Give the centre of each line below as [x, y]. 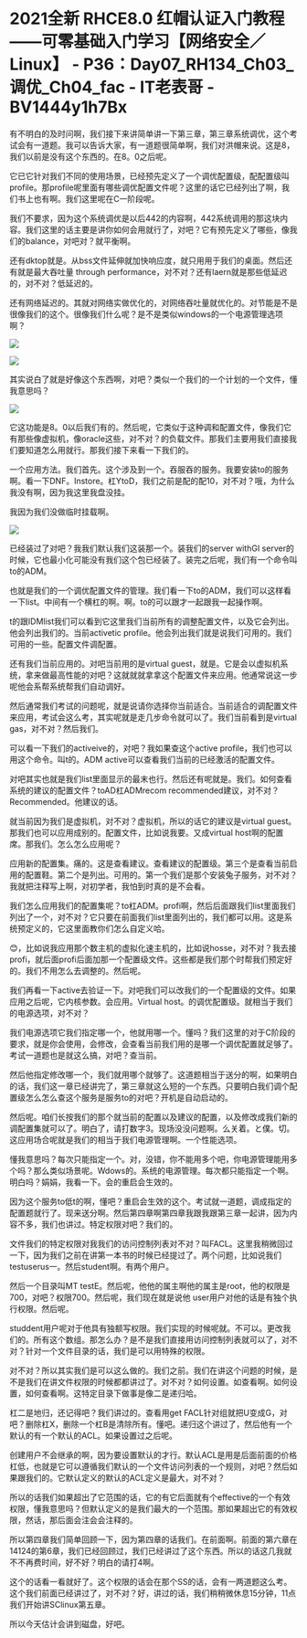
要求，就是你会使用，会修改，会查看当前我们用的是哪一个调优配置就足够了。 [153, 1043]
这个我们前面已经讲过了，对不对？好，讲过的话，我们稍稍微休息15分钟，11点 [153, 1593]
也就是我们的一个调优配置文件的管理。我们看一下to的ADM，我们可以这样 [147, 590]
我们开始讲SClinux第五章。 [60, 1604]
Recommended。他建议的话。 [66, 801]
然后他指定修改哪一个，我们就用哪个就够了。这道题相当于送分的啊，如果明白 [153, 1074]
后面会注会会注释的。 [97, 1520]
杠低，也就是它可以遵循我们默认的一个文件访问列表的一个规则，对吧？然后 [149, 1466]
